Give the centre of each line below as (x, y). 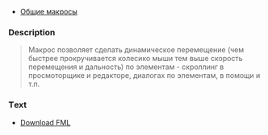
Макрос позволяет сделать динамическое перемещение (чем (136, 50)
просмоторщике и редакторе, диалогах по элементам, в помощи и (144, 76)
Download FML (45, 122)
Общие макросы (49, 12)
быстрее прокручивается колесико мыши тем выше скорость (135, 59)
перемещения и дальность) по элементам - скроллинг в (126, 67)
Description (32, 32)
